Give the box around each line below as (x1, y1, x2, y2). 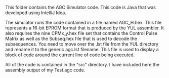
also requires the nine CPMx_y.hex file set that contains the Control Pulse (5, 30, 158, 36)
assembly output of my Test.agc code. (5, 67, 86, 73)
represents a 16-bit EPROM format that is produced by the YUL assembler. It (5, 25, 164, 31)
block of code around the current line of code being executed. (5, 52, 135, 58)
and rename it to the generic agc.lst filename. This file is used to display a (5, 47, 159, 52)
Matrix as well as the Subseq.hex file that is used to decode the (5, 35, 138, 42)
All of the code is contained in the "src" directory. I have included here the (5, 62, 160, 67)
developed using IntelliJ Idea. (5, 10, 67, 16)
